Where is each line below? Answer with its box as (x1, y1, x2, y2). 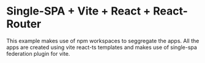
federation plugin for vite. (6, 50, 70, 57)
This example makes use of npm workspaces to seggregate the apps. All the (6, 37, 199, 44)
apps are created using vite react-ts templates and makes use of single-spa (6, 44, 198, 51)
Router (6, 17, 42, 31)
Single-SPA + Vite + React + (6, 4, 151, 18)
